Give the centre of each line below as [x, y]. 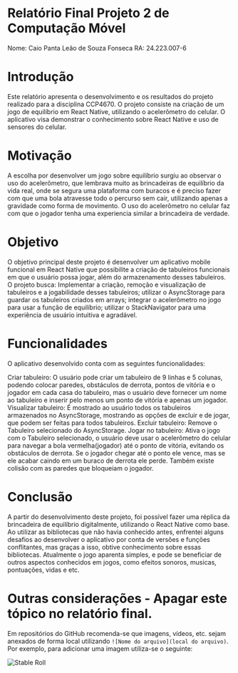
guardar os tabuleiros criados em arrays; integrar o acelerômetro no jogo [114, 299]
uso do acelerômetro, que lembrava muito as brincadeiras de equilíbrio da [116, 183]
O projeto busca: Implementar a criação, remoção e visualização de [107, 284]
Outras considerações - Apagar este [118, 598]
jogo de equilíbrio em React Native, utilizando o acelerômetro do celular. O [117, 111]
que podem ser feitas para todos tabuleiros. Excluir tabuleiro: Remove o [112, 423]
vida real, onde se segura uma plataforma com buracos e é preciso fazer [114, 190]
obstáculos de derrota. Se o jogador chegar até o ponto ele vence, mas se [117, 453]
